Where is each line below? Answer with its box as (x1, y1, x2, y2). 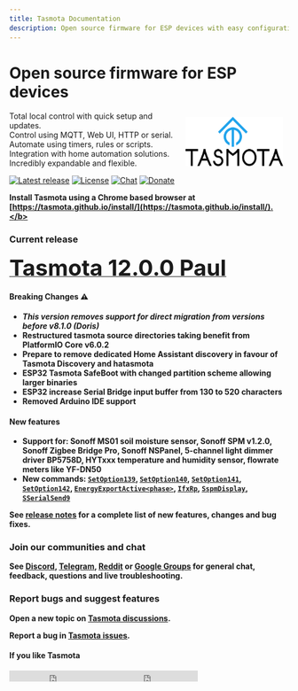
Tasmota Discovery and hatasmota (21, 358, 154, 369)
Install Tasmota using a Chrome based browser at (9, 192, 196, 203)
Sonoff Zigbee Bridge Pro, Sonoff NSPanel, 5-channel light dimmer (21, 446, 273, 456)
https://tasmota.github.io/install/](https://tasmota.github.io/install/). (12, 202, 273, 213)
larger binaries (21, 377, 78, 387)
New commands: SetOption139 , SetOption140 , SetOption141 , (21, 474, 242, 485)
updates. (9, 120, 42, 131)
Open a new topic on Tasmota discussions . (9, 612, 171, 624)
